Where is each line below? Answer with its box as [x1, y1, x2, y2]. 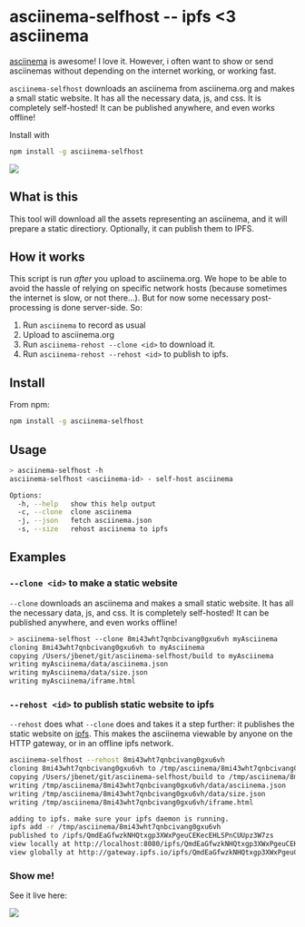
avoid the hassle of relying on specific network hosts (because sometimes [9, 283, 288, 294]
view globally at [9, 848, 75, 857]
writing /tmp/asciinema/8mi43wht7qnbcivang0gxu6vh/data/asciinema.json [9, 781, 286, 790]
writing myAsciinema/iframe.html [9, 676, 136, 686]
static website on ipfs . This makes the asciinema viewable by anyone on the [9, 728, 293, 739]
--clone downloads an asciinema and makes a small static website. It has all [9, 597, 294, 608]
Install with [9, 129, 50, 140]
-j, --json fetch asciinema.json [17, 516, 152, 526]
